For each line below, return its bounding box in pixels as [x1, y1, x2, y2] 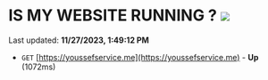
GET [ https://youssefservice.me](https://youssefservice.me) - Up [21, 52, 259, 62]
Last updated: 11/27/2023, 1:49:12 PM [8, 35, 149, 45]
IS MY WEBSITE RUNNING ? [8, 5, 218, 26]
